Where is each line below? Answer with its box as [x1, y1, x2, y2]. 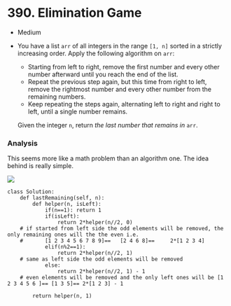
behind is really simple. [7, 162, 73, 170]
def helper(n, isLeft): [32, 201, 101, 208]
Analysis [7, 138, 38, 148]
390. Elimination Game [7, 5, 142, 21]
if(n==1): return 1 [44, 207, 101, 214]
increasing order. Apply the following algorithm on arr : [17, 49, 175, 57]
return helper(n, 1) [32, 293, 92, 300]
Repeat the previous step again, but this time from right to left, [27, 77, 207, 85]
